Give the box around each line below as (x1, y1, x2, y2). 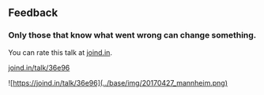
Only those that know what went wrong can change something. (8, 30, 257, 41)
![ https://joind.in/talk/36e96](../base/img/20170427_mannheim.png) (8, 78, 228, 87)
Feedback (8, 6, 58, 20)
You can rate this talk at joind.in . (8, 47, 113, 57)
